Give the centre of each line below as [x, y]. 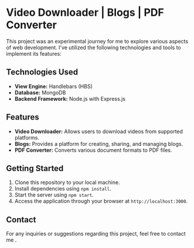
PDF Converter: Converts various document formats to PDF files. [93, 150]
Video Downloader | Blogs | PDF [85, 13]
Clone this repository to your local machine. [67, 182]
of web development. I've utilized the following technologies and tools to [94, 47]
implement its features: [34, 53]
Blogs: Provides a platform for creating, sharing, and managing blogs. [99, 144]
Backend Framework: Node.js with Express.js [70, 98]
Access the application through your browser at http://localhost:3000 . [101, 201]
